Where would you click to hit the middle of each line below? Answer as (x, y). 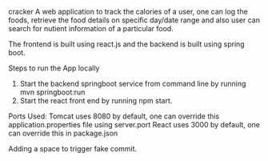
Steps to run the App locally (54, 68)
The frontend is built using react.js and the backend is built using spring (127, 44)
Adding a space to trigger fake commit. (73, 149)
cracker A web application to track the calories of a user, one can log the (128, 12)
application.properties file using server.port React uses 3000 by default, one (134, 125)
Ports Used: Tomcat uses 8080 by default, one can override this (114, 116)
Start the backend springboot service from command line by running (133, 84)
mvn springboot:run (52, 92)
